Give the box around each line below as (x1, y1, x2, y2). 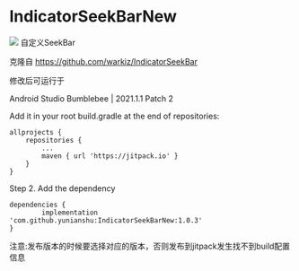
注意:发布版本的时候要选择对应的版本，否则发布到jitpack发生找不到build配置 (9, 240, 290, 251)
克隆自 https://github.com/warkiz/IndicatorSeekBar (9, 56, 198, 66)
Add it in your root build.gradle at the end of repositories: (9, 110, 220, 121)
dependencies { (9, 200, 66, 209)
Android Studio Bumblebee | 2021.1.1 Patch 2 (9, 92, 173, 104)
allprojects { (9, 127, 63, 136)
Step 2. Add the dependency (9, 182, 116, 194)
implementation (41, 208, 99, 217)
